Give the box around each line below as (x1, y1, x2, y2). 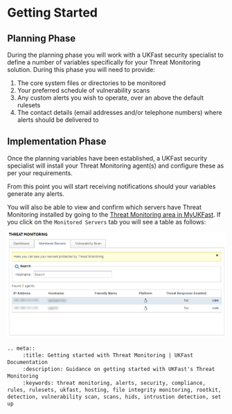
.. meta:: (7, 345, 36, 352)
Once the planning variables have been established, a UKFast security (7, 154, 208, 162)
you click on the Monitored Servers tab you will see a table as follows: (7, 217, 206, 226)
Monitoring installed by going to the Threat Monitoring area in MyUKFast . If (7, 210, 222, 219)
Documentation (7, 359, 48, 366)
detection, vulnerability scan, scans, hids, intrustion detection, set (7, 393, 222, 400)
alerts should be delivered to (17, 116, 99, 124)
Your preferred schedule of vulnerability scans (17, 87, 150, 94)
